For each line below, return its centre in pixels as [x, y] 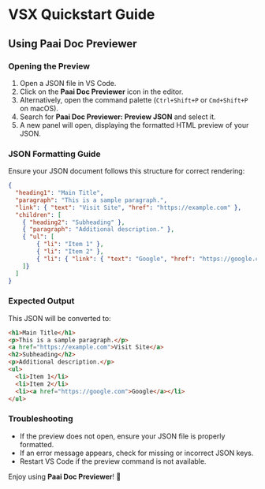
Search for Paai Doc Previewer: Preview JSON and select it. [118, 117]
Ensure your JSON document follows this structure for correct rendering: [127, 171]
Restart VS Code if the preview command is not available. [113, 461]
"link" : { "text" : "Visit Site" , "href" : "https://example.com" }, [129, 207]
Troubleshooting [41, 419]
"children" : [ [38, 215]
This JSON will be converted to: [60, 318]
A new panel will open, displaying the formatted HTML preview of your [134, 125]
